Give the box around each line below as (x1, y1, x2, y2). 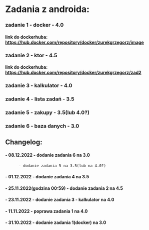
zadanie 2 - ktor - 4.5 (5, 52, 57, 59)
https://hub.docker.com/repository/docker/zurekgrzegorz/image (5, 39, 144, 45)
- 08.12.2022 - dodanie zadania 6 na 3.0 (5, 152, 90, 158)
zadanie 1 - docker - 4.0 (5, 22, 64, 29)
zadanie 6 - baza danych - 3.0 (5, 122, 79, 129)
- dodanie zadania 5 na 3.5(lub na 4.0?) (18, 163, 106, 168)
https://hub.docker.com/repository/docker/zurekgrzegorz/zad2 (5, 69, 141, 76)
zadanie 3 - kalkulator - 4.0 (5, 82, 72, 89)
